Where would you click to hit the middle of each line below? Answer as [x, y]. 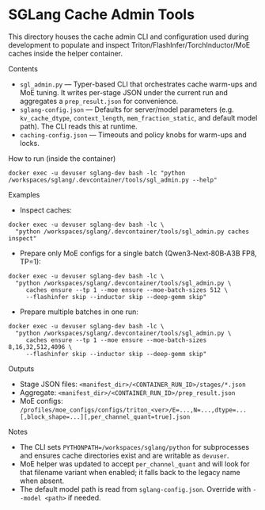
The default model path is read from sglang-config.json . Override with [135, 489]
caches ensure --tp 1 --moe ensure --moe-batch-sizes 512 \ [127, 290]
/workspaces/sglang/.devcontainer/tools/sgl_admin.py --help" [113, 180]
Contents [23, 68]
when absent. [42, 481]
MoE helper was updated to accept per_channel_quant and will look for [134, 464]
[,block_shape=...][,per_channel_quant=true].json [105, 417]
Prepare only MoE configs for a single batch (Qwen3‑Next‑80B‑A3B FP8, [138, 253]
